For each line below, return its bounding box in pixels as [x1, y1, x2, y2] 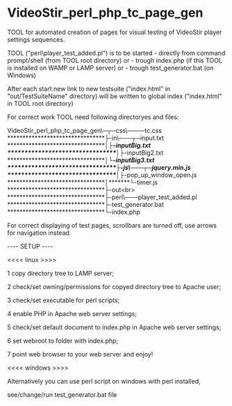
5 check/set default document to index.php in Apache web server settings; [7, 322, 222, 331]
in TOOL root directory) [7, 99, 74, 107]
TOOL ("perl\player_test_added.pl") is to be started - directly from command [7, 49, 226, 57]
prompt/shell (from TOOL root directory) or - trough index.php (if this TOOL [7, 56, 222, 64]
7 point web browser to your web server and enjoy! [7, 350, 154, 358]
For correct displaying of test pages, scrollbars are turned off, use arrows [7, 221, 217, 229]
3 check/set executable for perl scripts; [7, 296, 120, 304]
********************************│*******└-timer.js [7, 178, 158, 186]
